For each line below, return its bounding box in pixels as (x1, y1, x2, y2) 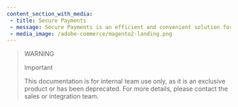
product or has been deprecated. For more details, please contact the (23, 84, 228, 93)
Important (23, 63, 53, 72)
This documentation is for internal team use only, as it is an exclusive (23, 77, 226, 86)
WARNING (23, 50, 55, 58)
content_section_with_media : (6, 10, 93, 18)
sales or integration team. (23, 92, 99, 101)
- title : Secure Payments (9, 17, 87, 24)
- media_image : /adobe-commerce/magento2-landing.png (9, 30, 173, 38)
